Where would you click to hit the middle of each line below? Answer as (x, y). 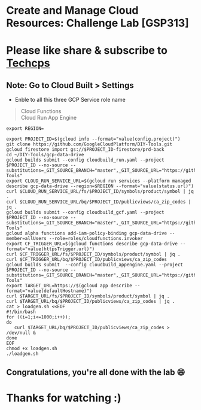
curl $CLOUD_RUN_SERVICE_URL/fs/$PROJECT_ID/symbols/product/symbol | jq (100, 192)
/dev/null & (21, 333)
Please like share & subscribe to (87, 51)
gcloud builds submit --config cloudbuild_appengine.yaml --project (95, 265)
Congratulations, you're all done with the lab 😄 (96, 372)
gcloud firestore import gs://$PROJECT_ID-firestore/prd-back (85, 150)
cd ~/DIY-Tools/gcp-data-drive (45, 155)
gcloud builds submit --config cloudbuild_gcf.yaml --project (85, 212)
